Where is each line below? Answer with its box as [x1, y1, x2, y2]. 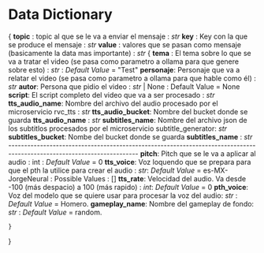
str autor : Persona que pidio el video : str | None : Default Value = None [8, 81, 240, 91]
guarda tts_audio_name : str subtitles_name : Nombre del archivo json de [8, 115, 248, 125]
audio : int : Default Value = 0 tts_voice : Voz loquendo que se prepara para [8, 157, 251, 166]
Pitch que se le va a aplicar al [161, 148, 256, 158]
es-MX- [203, 166, 229, 175]
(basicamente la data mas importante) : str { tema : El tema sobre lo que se [8, 48, 251, 58]
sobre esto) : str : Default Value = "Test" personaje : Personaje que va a [8, 65, 240, 74]
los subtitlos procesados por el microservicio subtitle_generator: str [8, 124, 227, 133]
